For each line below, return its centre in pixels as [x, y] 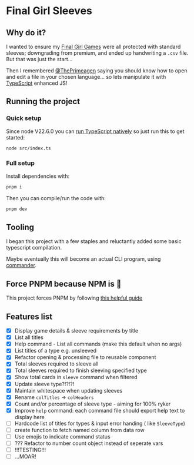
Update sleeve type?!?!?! [44, 384]
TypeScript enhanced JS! [37, 83]
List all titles [29, 337]
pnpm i [14, 187]
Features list [29, 316]
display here [30, 417]
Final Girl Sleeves [49, 11]
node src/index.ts [29, 148]
